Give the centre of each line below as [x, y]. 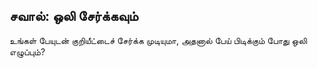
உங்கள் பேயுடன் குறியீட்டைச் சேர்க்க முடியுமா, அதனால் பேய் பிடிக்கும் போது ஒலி [158, 40]
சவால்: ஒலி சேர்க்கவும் [74, 16]
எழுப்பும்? [27, 51]
